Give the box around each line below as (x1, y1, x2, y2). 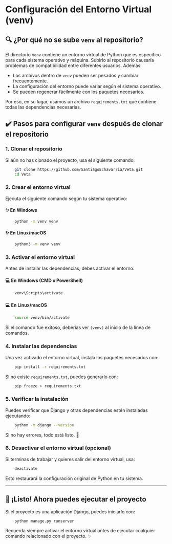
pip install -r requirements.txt (14, 364, 86, 369)
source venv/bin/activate (14, 315, 70, 320)
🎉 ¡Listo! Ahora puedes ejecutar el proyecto (5, 495, 147, 504)
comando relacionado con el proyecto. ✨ (5, 533, 92, 539)
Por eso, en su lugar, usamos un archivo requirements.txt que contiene (5, 99, 157, 104)
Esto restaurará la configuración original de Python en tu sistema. (5, 475, 143, 482)
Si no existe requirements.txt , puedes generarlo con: (5, 374, 118, 380)
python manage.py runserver (14, 518, 74, 524)
